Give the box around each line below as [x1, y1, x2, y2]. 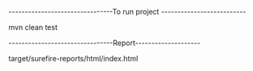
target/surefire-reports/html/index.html [8, 54, 139, 63]
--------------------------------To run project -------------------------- [8, 7, 247, 16]
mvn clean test [8, 23, 58, 31]
